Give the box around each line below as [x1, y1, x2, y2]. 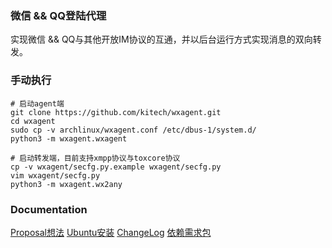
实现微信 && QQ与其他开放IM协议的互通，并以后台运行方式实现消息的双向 [10, 33, 313, 46]
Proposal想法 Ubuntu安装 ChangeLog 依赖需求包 [10, 226, 212, 238]
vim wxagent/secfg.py [10, 170, 101, 181]
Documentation [10, 202, 88, 216]
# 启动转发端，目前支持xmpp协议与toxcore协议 [10, 153, 181, 163]
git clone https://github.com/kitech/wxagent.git [10, 107, 222, 117]
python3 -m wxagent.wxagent [10, 133, 128, 144]
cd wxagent [10, 116, 56, 126]
